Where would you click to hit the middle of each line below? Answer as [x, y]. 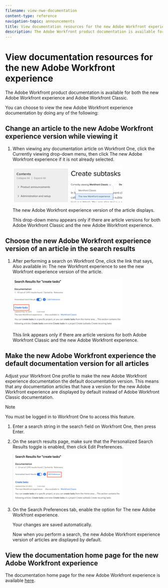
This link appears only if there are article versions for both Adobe [79, 334]
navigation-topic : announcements [40, 21]
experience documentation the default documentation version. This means [82, 381]
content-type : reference [31, 16]
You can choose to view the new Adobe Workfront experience [69, 107]
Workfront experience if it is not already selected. [63, 159]
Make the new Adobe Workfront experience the [81, 356]
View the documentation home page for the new [82, 555]
